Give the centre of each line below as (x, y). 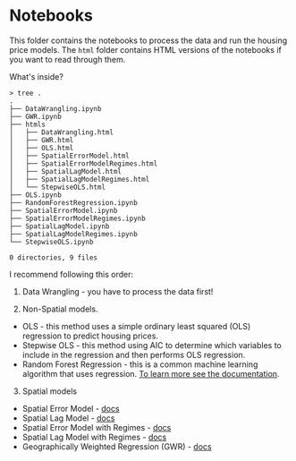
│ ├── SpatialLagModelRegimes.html (80, 179)
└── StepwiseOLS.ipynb (51, 242)
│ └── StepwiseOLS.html (57, 187)
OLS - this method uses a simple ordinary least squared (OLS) (136, 326)
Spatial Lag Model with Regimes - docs (94, 437)
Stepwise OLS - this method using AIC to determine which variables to (152, 345)
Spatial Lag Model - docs (68, 418)
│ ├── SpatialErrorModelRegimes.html (84, 163)
